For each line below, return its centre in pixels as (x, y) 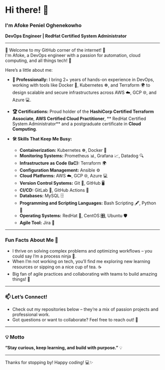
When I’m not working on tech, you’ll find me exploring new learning (81, 261)
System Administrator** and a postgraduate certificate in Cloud (77, 124)
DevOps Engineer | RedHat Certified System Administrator (66, 36)
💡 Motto (15, 337)
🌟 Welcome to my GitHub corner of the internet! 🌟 (55, 50)
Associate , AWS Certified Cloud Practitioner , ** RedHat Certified (79, 119)
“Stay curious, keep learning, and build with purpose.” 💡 (64, 348)
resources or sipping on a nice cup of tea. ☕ (57, 267)
